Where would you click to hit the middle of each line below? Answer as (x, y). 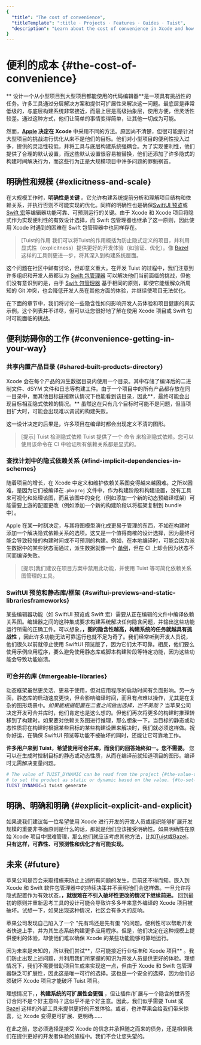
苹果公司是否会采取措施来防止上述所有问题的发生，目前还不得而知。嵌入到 (98, 880)
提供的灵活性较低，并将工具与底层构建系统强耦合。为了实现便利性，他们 (106, 146)
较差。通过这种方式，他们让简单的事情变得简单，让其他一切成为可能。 (93, 119)
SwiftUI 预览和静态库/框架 (43, 592)
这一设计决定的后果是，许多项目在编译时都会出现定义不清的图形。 (87, 424)
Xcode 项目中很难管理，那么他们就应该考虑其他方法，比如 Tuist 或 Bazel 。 (102, 836)
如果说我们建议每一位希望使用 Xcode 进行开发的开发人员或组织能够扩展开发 (100, 821)
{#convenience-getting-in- (123, 339)
